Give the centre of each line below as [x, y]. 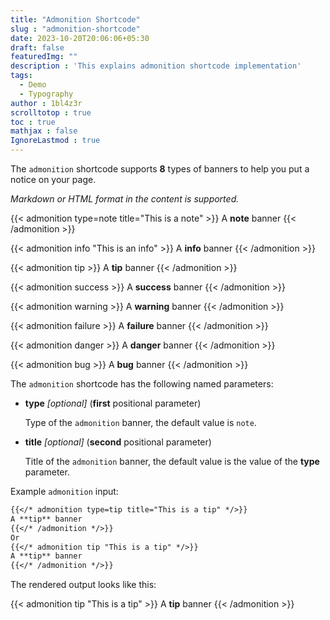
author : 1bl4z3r [46, 103]
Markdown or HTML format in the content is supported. [125, 199]
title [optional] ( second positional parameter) [118, 442]
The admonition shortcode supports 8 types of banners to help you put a [160, 169]
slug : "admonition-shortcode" [75, 29]
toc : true [33, 122]
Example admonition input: [64, 491]
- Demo [33, 85]
